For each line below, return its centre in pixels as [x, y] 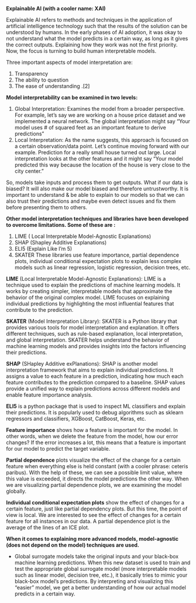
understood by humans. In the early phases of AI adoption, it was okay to [94, 32]
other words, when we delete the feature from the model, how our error [92, 436]
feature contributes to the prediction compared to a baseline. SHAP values [96, 382]
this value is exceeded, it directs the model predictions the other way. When [97, 479]
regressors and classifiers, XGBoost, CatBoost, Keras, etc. [76, 419]
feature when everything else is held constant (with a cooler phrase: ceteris [97, 466]
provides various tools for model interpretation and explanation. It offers [93, 327]
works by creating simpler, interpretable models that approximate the [89, 291]
